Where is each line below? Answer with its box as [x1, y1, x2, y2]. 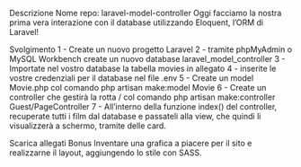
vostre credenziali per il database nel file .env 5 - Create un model [9, 73, 254, 83]
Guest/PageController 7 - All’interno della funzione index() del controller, [9, 101, 278, 111]
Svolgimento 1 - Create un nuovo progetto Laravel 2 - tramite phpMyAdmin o [9, 44, 293, 55]
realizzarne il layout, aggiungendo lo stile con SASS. [9, 147, 202, 158]
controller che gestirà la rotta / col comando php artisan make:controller [9, 92, 276, 102]
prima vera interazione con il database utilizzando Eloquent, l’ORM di [9, 17, 263, 28]
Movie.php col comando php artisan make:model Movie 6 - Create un [9, 83, 267, 92]
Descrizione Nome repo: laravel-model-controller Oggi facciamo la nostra [9, 8, 282, 18]
